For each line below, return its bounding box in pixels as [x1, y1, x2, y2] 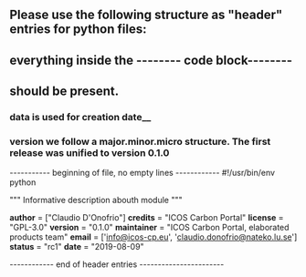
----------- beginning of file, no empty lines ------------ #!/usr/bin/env [9, 168, 276, 179]
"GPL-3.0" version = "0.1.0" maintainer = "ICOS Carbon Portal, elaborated [9, 222, 290, 233]
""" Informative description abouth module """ [9, 195, 183, 206]
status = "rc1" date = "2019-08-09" [9, 241, 144, 252]
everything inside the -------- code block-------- [9, 52, 293, 67]
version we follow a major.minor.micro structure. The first [9, 136, 271, 149]
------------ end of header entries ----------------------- [9, 259, 225, 270]
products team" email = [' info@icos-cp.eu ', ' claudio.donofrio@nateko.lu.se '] [9, 231, 298, 242]
